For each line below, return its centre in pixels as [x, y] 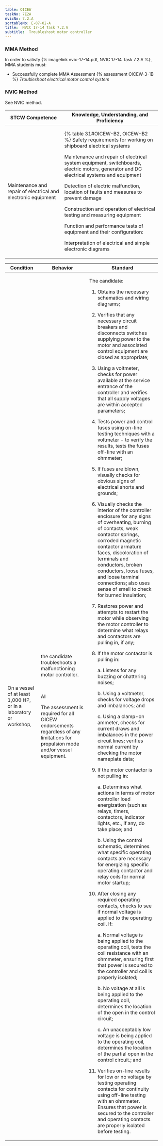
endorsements [57, 725]
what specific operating [124, 852]
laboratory [19, 712]
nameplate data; [116, 759]
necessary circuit [117, 321]
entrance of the [115, 386]
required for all [57, 713]
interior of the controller [124, 510]
